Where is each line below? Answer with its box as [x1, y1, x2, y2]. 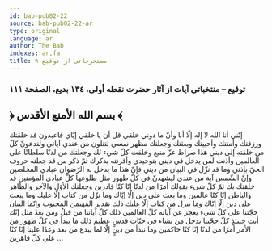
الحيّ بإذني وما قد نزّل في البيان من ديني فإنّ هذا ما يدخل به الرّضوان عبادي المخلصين [9, 164, 265, 174]
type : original [9, 27, 61, 35]
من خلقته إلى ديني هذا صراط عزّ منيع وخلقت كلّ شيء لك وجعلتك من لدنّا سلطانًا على [9, 147, 265, 157]
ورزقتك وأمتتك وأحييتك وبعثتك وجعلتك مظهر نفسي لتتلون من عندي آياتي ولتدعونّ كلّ [9, 138, 262, 148]
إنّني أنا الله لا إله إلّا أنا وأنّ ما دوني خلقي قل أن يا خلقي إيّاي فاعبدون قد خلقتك [9, 130, 243, 140]
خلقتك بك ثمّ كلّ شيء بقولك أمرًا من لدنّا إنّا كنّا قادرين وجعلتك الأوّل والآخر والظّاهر [9, 181, 255, 190]
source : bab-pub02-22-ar [9, 19, 93, 27]
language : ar [9, 34, 53, 43]
